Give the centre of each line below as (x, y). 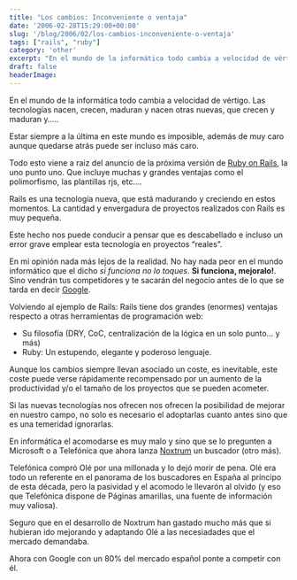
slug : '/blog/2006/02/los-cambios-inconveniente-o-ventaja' (122, 34)
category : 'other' (43, 50)
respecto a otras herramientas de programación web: (106, 316)
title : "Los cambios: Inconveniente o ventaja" (99, 17)
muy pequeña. (35, 217)
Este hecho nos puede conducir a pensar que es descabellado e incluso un (146, 235)
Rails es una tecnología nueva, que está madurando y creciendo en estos (142, 198)
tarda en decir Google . (50, 290)
